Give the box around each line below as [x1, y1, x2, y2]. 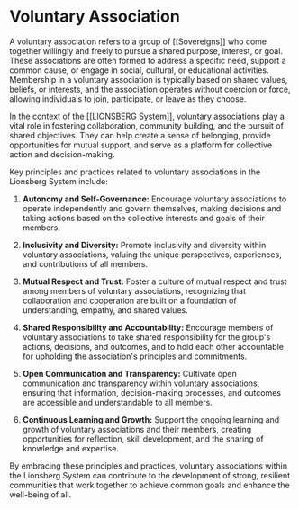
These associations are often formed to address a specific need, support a [9, 55, 286, 66]
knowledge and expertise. [22, 442, 120, 453]
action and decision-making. [9, 148, 115, 159]
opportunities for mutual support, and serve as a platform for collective [9, 139, 273, 150]
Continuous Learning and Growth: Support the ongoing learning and [22, 414, 280, 424]
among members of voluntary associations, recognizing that [22, 285, 246, 296]
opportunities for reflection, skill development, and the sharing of [22, 433, 264, 444]
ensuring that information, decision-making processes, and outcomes [22, 387, 282, 397]
